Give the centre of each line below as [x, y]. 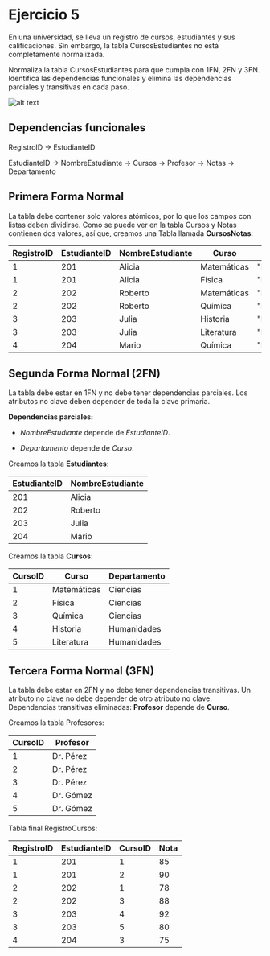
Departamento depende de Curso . [77, 448]
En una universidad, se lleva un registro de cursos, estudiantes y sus [122, 37]
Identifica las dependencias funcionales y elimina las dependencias [120, 78]
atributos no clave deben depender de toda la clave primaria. [109, 402]
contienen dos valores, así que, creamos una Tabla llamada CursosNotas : [131, 233]
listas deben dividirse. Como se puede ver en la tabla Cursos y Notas [123, 225]
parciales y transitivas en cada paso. [69, 87]
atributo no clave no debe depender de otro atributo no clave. [110, 698]
